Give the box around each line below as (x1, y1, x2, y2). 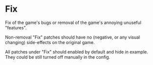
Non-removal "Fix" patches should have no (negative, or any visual (5, 34, 140, 40)
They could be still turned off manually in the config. (5, 54, 110, 60)
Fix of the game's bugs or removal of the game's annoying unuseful (5, 20, 142, 25)
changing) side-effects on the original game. (5, 39, 95, 45)
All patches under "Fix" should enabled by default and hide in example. (5, 49, 148, 55)
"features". (5, 24, 27, 30)
